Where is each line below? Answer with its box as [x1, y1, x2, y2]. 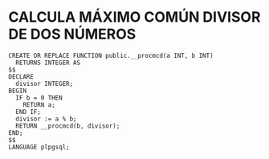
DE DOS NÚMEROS [8, 25, 137, 43]
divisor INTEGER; [15, 79, 74, 88]
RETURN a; [22, 100, 56, 108]
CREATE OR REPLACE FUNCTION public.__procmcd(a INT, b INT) [8, 51, 214, 59]
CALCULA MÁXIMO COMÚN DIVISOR [8, 8, 261, 26]
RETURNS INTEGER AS [15, 59, 81, 67]
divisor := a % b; [15, 115, 78, 123]
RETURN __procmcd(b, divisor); [15, 121, 120, 130]
